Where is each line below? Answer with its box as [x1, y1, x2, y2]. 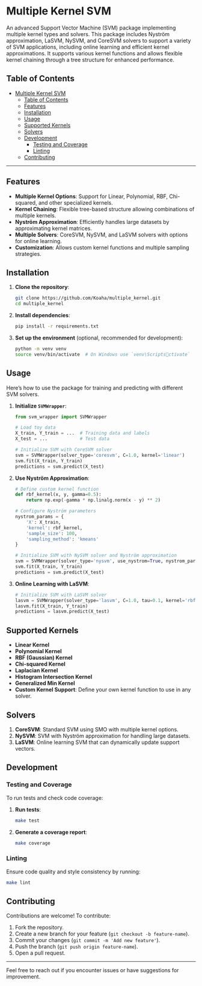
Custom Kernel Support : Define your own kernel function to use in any [14, 686, 191, 693]
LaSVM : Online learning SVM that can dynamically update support [14, 739, 180, 746]
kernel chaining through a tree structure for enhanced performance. [6, 56, 174, 63]
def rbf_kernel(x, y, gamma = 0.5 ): [14, 492, 102, 498]
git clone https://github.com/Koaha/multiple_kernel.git [14, 295, 161, 302]
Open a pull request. [14, 949, 66, 957]
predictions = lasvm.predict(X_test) [14, 609, 110, 615]
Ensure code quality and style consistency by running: [6, 868, 141, 875]
